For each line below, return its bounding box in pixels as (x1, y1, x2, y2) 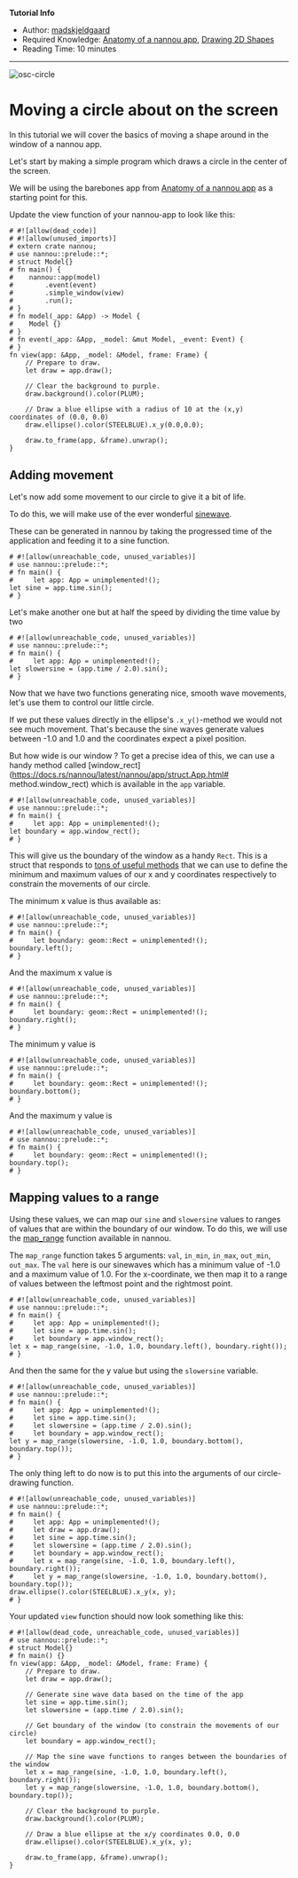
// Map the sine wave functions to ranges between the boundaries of (25, 1752, 288, 1761)
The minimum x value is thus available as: (9, 895, 161, 906)
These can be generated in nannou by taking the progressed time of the (9, 525, 272, 536)
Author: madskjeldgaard (21, 25, 111, 35)
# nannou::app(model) (9, 272, 101, 282)
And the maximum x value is (9, 967, 113, 978)
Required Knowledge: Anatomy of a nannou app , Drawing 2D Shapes (21, 35, 275, 44)
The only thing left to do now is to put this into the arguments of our (9, 1467, 256, 1478)
